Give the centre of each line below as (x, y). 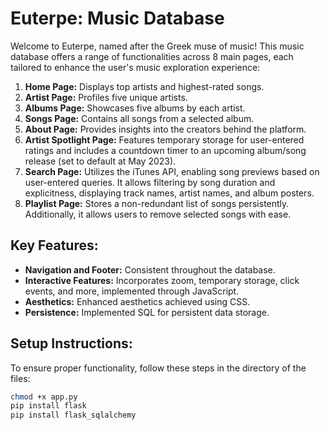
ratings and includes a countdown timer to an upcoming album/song (165, 150)
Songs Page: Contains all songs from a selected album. (139, 118)
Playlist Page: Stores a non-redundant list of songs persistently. (157, 203)
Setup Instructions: (71, 343)
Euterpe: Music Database (117, 18)
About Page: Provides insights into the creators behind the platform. (165, 129)
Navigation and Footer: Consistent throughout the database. (150, 269)
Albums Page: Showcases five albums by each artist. (135, 108)
